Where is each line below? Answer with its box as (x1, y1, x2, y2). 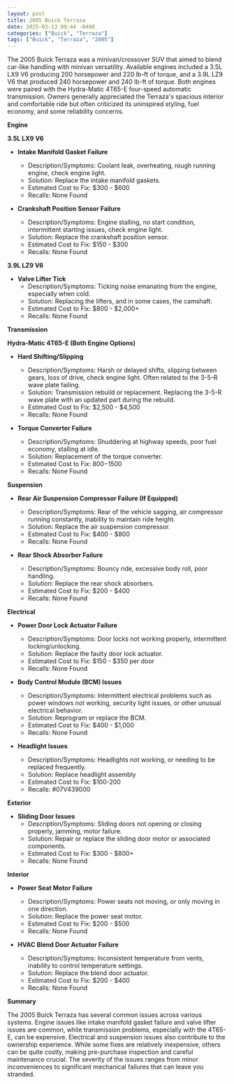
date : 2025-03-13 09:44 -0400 (7, 23, 96, 30)
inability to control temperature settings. (27, 961, 143, 970)
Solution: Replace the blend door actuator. (27, 969, 149, 977)
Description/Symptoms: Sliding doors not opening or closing (27, 819, 202, 828)
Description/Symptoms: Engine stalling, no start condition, (27, 218, 196, 227)
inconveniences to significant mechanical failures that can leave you (7, 1062, 204, 1071)
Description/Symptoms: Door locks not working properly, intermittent (27, 634, 227, 643)
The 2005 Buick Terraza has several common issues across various (7, 1011, 203, 1019)
